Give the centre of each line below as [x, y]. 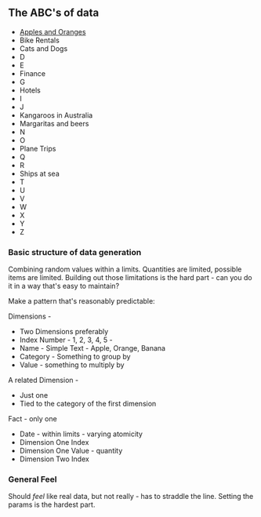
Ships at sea [40, 173]
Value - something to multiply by [72, 365]
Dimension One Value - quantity [71, 451]
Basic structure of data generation [75, 252]
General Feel [33, 479]
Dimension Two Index [54, 459]
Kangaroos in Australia [56, 115]
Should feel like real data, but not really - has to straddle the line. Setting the [131, 497]
